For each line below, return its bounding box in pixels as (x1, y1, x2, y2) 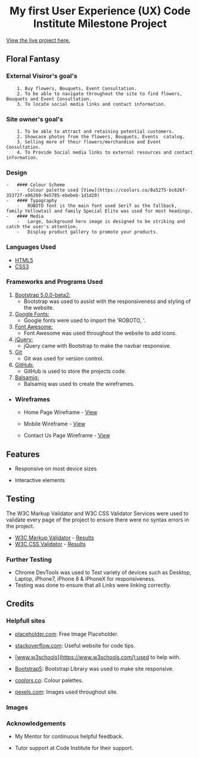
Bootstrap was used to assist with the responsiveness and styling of (23, 298, 191, 305)
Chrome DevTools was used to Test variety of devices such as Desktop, (14, 569, 192, 576)
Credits (6, 599, 35, 609)
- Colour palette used (17, 187, 79, 194)
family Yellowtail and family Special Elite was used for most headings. (6, 208, 194, 214)
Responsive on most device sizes (14, 465, 97, 472)
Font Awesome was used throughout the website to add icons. (23, 329, 177, 336)
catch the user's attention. (6, 224, 79, 230)
